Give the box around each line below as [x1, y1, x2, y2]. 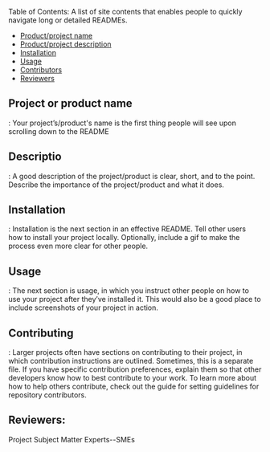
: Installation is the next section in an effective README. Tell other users [8, 224, 247, 234]
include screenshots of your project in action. [8, 303, 159, 312]
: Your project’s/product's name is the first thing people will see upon [8, 118, 237, 128]
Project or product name [8, 96, 133, 111]
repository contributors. [8, 390, 87, 400]
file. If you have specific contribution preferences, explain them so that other [8, 364, 262, 374]
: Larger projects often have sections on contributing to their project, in [8, 348, 243, 357]
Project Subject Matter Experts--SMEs [8, 434, 135, 444]
